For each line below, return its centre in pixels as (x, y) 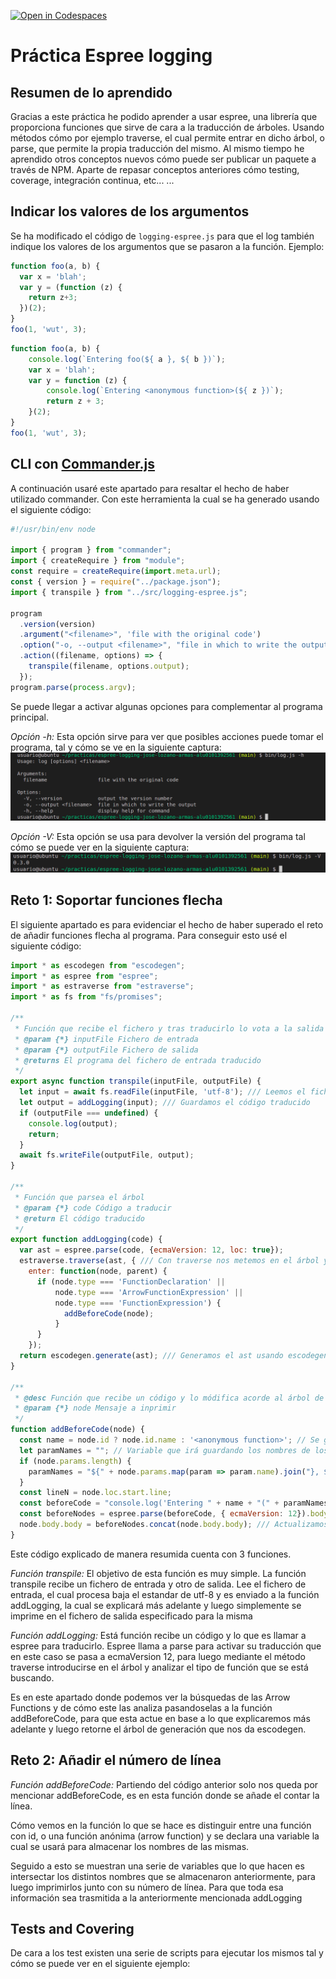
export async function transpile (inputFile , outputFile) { (136, 1081)
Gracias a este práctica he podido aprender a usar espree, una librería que (164, 116)
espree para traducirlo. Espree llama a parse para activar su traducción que (166, 1646)
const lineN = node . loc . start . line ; (95, 1493)
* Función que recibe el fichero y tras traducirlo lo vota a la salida (169, 1028)
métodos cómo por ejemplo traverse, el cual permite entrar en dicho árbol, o (167, 138)
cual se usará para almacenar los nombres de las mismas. (130, 1846)
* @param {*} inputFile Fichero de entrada (106, 1039)
